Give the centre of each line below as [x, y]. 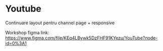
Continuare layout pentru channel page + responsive [60, 23]
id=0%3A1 [16, 43]
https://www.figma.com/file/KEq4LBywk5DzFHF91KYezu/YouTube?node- [82, 38]
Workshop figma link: [27, 32]
